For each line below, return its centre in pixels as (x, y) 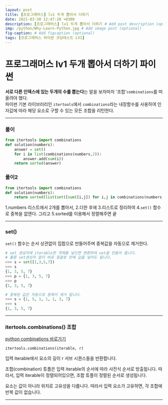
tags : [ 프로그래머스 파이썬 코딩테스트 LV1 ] (45, 38)
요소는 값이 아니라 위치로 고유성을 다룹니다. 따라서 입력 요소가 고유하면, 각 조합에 (84, 386)
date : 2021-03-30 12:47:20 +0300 (40, 19)
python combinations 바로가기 (36, 339)
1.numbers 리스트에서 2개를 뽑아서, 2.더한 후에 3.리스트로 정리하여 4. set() (78, 208)
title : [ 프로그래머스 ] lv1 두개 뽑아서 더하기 (47, 15)
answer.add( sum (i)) (43, 159)
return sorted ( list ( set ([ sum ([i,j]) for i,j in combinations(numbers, (89, 197)
